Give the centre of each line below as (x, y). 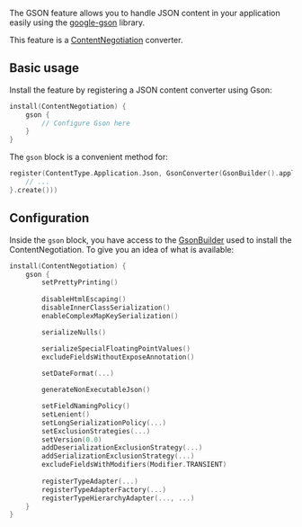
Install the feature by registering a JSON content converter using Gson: (141, 90)
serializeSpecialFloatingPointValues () (116, 348)
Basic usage (44, 68)
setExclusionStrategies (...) (96, 431)
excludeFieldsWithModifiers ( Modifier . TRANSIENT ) (134, 465)
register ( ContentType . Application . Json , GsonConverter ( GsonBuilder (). (144, 174)
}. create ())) (34, 190)
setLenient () (66, 414)
